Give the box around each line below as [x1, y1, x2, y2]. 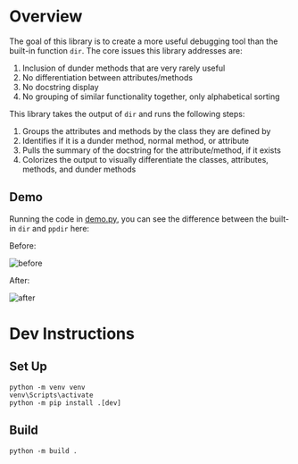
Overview [9, 6, 83, 27]
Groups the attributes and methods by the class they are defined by [21, 125, 271, 136]
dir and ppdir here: [17, 223, 90, 233]
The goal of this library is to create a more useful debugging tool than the [9, 36, 278, 46]
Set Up [9, 359, 47, 375]
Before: [9, 240, 37, 251]
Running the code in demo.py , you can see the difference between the [9, 213, 268, 224]
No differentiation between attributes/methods [21, 72, 194, 82]
